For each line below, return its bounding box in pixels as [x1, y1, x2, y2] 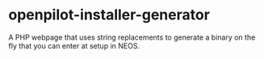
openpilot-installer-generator [8, 6, 210, 24]
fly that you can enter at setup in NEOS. [8, 40, 140, 50]
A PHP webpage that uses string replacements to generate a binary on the [8, 32, 256, 42]
